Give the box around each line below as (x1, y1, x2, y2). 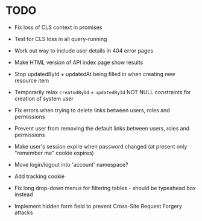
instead (14, 191, 34, 198)
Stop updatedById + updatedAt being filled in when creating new (14, 70, 175, 77)
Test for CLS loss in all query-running (14, 35, 107, 42)
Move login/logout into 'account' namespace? (14, 161, 128, 168)
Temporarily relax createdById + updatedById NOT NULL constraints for (14, 88, 191, 95)
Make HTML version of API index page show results (14, 59, 144, 66)
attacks (14, 209, 33, 216)
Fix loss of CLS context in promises (14, 24, 103, 31)
